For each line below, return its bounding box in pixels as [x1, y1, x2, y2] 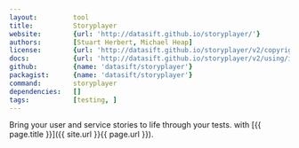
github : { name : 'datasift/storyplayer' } [9, 63, 193, 72]
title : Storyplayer [9, 21, 117, 30]
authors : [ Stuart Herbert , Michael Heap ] [9, 37, 193, 47]
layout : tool [9, 12, 90, 22]
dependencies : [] [9, 87, 82, 96]
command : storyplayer [9, 79, 117, 88]
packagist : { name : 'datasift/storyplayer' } [9, 71, 193, 80]
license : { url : [9, 46, 93, 55]
